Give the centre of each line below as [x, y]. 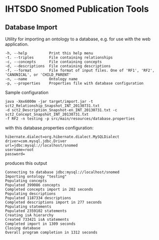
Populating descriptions [30, 194]
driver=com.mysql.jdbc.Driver [36, 141]
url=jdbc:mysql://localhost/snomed [41, 146]
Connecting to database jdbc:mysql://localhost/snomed [62, 172]
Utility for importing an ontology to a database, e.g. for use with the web [78, 39]
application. [17, 44]
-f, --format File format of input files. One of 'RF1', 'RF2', [80, 70]
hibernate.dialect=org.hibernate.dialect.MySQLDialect [62, 137]
